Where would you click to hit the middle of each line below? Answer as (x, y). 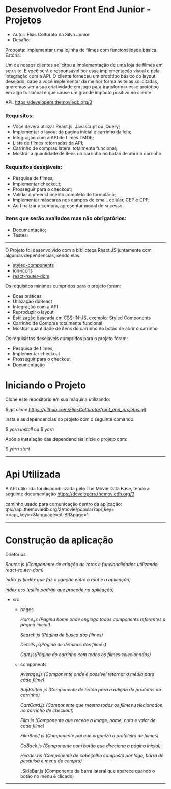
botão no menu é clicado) (47, 776)
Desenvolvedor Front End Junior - (78, 9)
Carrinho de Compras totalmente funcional (58, 323)
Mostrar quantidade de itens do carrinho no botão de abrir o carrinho (85, 328)
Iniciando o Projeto (46, 385)
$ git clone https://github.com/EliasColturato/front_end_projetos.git (76, 409)
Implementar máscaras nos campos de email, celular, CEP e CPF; (81, 200)
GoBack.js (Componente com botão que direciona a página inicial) (91, 746)
